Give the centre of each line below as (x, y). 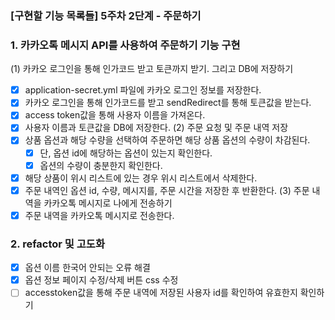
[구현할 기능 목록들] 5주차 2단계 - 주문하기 (106, 15)
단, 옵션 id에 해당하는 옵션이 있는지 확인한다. (126, 153)
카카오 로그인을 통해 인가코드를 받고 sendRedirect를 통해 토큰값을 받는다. (168, 103)
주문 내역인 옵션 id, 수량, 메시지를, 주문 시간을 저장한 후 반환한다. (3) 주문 (167, 190)
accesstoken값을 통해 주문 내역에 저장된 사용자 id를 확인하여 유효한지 (161, 293)
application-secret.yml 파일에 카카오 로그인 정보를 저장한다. (143, 90)
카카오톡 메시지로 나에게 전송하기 (108, 203)
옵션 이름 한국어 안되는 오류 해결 (87, 268)
